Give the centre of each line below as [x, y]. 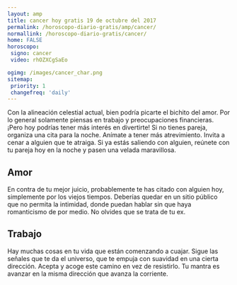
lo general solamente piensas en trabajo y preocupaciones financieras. [111, 120]
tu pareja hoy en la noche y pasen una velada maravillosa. [92, 150]
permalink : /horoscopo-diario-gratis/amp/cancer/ [82, 27]
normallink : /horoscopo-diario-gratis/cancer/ [77, 34]
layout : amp [25, 14]
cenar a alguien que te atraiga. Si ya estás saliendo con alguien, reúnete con [118, 143]
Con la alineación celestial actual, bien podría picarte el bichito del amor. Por [119, 112]
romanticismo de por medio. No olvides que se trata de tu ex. [97, 212]
